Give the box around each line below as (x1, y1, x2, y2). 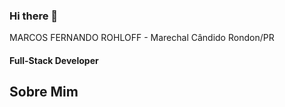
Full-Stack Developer (9, 54, 99, 66)
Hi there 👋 (9, 9, 59, 23)
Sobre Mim (9, 84, 79, 101)
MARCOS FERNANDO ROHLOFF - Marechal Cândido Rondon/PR (9, 32, 275, 44)
